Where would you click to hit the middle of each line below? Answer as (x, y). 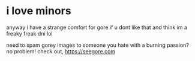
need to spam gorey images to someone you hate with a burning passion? (97, 45)
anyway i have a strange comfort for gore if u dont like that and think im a (97, 27)
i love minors (39, 11)
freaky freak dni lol (29, 33)
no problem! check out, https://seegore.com (61, 51)
